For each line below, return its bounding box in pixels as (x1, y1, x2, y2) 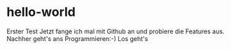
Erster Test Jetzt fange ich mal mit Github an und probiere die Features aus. (6, 27, 225, 35)
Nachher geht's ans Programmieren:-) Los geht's (6, 34, 148, 42)
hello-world (6, 4, 76, 20)
